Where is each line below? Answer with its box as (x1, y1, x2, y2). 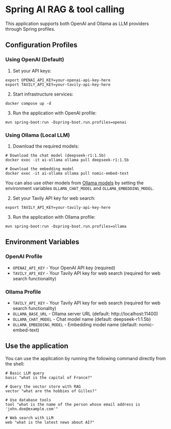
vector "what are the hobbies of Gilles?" (5, 388, 97, 394)
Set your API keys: (12, 67, 52, 74)
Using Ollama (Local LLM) (5, 131, 70, 138)
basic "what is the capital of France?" (5, 375, 93, 380)
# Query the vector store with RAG (5, 384, 81, 389)
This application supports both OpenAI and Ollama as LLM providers (5, 20, 149, 27)
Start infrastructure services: (12, 91, 74, 97)
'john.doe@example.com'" (5, 406, 58, 412)
